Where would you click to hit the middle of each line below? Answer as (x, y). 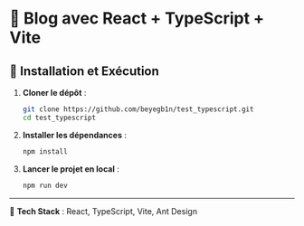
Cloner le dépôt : (54, 93)
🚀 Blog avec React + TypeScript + (137, 19)
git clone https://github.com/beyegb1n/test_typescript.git (138, 109)
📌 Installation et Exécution (85, 71)
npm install (45, 151)
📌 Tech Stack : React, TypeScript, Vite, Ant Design (103, 211)
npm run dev (45, 185)
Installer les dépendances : (74, 135)
